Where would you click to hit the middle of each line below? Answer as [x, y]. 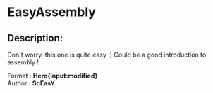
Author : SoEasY [31, 83]
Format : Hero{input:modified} [53, 76]
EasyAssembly [52, 12]
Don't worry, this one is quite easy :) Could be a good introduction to [107, 55]
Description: [35, 38]
